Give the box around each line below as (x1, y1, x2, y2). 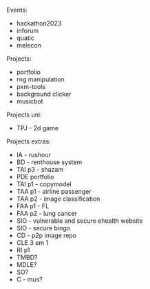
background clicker (16, 90, 72, 98)
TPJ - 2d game (16, 124, 59, 132)
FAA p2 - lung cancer (16, 210, 77, 217)
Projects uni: (6, 110, 42, 119)
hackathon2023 (16, 19, 62, 27)
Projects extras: (6, 137, 51, 146)
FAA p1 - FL (16, 202, 50, 210)
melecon (16, 41, 42, 49)
